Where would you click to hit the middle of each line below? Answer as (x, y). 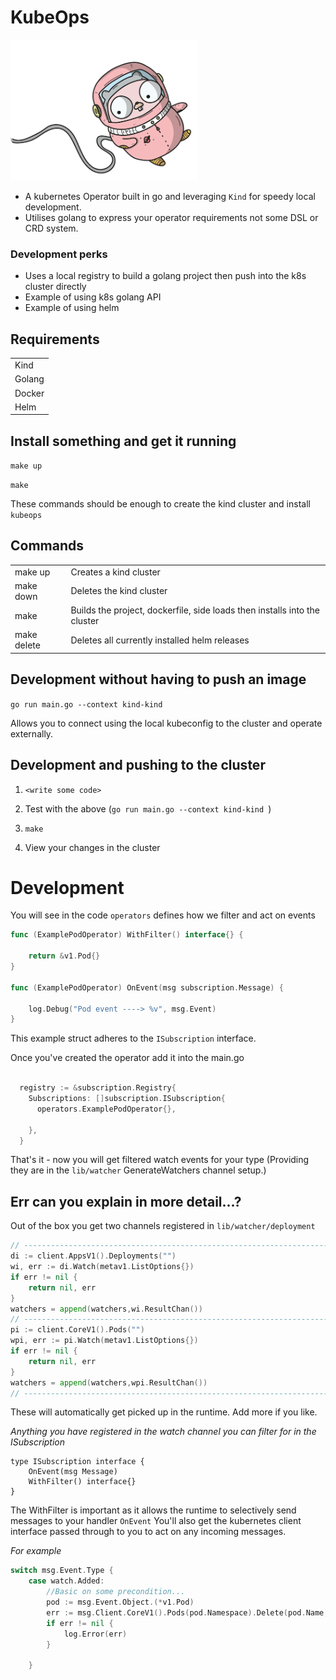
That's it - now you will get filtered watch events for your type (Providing (160, 1160)
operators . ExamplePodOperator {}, (106, 1109)
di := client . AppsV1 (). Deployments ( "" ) (93, 1256)
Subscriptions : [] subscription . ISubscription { (127, 1099)
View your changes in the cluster (92, 847)
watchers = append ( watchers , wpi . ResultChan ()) (109, 1382)
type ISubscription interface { (77, 1462)
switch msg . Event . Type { (62, 1571)
